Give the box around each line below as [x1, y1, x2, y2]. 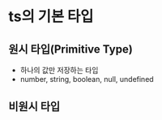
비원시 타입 [8, 100, 61, 114]
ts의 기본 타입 [8, 7, 94, 26]
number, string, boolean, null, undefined [19, 75, 154, 84]
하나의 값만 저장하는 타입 [19, 66, 99, 75]
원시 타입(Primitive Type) [8, 42, 134, 56]
